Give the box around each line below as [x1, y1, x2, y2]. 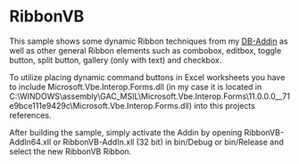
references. [9, 110, 52, 120]
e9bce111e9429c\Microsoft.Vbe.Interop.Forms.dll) [9, 100, 193, 111]
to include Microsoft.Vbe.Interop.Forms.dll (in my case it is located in [9, 81, 262, 92]
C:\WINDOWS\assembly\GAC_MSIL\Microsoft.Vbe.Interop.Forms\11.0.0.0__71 [9, 91, 290, 102]
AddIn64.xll [9, 136, 52, 147]
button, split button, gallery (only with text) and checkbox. [9, 54, 222, 65]
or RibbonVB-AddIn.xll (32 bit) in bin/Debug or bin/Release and [53, 136, 284, 147]
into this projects [193, 100, 256, 111]
